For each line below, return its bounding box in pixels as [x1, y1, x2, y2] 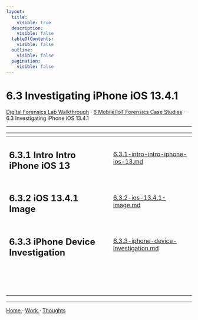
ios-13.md [113, 158, 143, 166]
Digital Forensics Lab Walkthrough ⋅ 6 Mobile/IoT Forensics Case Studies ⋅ [6, 109, 186, 116]
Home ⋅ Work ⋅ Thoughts [6, 306, 66, 314]
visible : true [16, 19, 51, 25]
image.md [113, 201, 141, 209]
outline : [11, 47, 33, 53]
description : [11, 25, 44, 31]
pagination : [11, 58, 41, 64]
